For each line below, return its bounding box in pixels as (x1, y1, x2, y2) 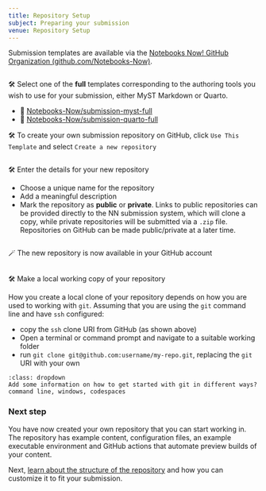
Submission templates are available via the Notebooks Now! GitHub (8, 48, 229, 58)
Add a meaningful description (19, 191, 118, 201)
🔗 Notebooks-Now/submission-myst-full (19, 106, 153, 116)
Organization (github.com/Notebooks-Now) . (8, 56, 153, 66)
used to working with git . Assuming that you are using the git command (8, 301, 246, 311)
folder (19, 342, 40, 351)
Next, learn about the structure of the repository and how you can (8, 465, 224, 474)
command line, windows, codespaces (8, 388, 126, 396)
